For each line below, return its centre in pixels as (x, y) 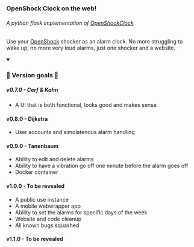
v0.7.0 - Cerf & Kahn (32, 89)
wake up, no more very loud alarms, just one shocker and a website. (91, 48)
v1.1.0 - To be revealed (35, 239)
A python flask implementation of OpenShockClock (70, 23)
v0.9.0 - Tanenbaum (33, 146)
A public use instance (42, 199)
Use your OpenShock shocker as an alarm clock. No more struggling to (95, 42)
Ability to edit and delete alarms (55, 159)
